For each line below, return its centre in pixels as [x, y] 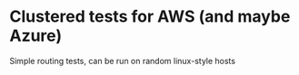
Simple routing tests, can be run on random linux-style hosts [123, 61]
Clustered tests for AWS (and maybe [150, 17]
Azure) [35, 36]
